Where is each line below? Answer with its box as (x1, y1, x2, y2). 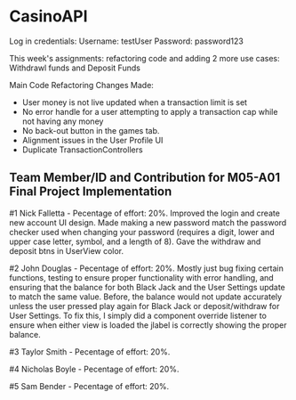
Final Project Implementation (9, 184, 172, 200)
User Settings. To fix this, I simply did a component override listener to (9, 310, 267, 321)
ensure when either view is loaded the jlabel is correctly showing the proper (9, 319, 287, 331)
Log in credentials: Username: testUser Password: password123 (9, 36, 244, 46)
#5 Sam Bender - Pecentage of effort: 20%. (9, 380, 170, 391)
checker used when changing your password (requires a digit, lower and (9, 226, 275, 237)
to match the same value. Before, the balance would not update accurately (9, 291, 283, 302)
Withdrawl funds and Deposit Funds (9, 62, 140, 73)
